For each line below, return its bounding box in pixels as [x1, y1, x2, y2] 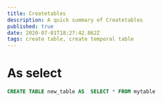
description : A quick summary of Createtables [7, 17, 143, 23]
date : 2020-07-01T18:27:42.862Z [7, 29, 100, 37]
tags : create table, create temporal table [7, 36, 134, 43]
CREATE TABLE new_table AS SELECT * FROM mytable [7, 88, 156, 95]
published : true [7, 23, 54, 30]
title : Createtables [7, 10, 67, 17]
